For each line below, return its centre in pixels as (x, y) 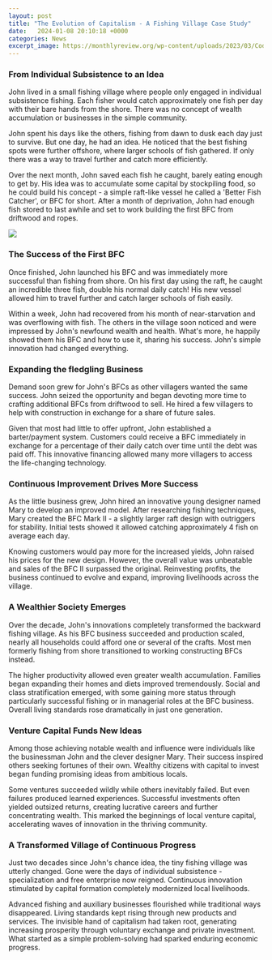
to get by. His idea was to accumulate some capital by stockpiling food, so (132, 184)
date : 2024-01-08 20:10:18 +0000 (68, 31)
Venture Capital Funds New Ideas (75, 731)
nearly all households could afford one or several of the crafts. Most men (130, 642)
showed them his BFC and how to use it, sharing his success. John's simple (135, 339)
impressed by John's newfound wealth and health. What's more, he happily (134, 331)
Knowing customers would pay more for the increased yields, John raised (132, 551)
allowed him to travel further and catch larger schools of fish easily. (121, 298)
